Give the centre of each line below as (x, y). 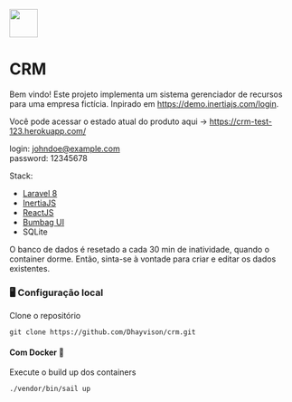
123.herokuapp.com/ (48, 130)
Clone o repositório (45, 316)
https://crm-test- (241, 121)
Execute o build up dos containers (73, 372)
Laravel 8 (40, 193)
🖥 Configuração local (57, 292)
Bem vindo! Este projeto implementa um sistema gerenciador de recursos (146, 94)
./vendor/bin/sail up (50, 389)
